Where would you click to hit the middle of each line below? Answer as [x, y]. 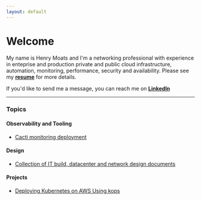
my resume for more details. [41, 77]
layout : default [26, 12]
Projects [17, 177]
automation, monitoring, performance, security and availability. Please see [98, 70]
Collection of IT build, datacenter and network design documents [95, 164]
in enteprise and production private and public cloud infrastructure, [89, 64]
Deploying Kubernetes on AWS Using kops [67, 191]
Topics [16, 109]
